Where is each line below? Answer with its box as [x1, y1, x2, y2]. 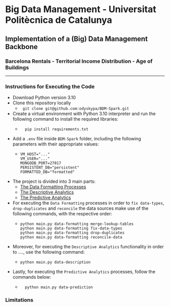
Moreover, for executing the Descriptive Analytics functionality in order [12, 244, 164, 250]
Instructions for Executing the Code [5, 83, 95, 90]
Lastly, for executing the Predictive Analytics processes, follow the [12, 268, 156, 275]
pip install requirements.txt [24, 127, 89, 132]
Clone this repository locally [12, 100, 71, 106]
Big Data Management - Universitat [5, 4, 156, 15]
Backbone [5, 42, 38, 51]
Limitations [5, 296, 34, 303]
